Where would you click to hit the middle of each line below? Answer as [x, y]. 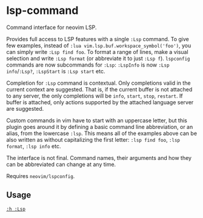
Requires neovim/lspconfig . [41, 176]
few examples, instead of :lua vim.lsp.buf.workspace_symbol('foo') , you [99, 45]
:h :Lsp [16, 209]
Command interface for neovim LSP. [52, 27]
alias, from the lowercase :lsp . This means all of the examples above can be [102, 133]
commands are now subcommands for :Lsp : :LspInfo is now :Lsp [88, 65]
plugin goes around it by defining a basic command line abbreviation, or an [100, 127]
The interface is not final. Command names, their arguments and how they [99, 157]
